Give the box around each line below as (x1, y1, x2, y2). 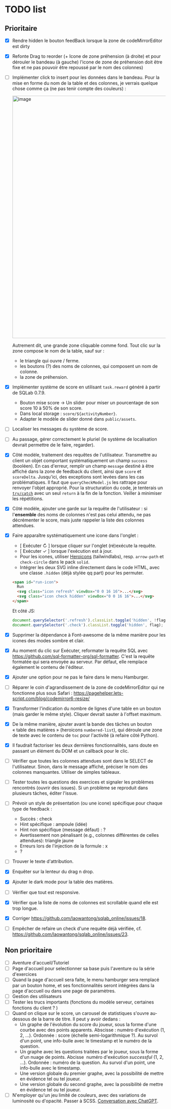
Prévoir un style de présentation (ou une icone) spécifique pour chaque (12, 800, 163, 807)
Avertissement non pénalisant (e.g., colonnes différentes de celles (19, 832, 159, 838)
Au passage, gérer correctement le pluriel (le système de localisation (12, 436, 157, 442)
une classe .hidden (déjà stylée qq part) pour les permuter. (19, 570, 144, 576)
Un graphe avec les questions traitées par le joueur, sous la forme (19, 1048, 159, 1055)
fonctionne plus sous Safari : (12, 690, 72, 696)
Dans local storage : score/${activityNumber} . (19, 410, 117, 417)
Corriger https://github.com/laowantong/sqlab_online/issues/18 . (12, 915, 146, 921)
